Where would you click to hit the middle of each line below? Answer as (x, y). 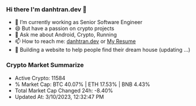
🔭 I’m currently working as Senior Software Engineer (78, 22)
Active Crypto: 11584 (40, 78)
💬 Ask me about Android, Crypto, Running (66, 35)
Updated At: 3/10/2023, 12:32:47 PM (59, 97)
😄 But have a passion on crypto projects (64, 28)
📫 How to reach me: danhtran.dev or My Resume (75, 41)
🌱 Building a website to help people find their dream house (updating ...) (102, 50)
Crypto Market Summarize (45, 65)
